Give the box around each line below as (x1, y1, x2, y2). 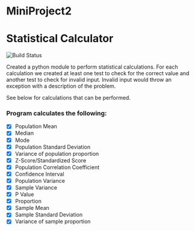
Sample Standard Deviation (14, 211, 83, 218)
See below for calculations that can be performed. (6, 94, 131, 102)
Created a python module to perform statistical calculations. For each (6, 63, 179, 70)
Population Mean (14, 123, 57, 130)
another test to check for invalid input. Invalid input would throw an (6, 76, 172, 84)
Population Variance (14, 177, 65, 184)
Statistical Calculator (6, 32, 114, 46)
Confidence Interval (14, 170, 64, 177)
